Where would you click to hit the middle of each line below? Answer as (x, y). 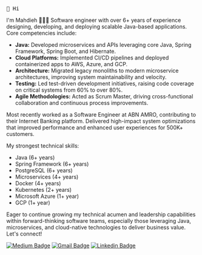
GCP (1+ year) (32, 202)
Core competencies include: (42, 33)
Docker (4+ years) (38, 183)
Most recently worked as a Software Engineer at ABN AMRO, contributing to (101, 114)
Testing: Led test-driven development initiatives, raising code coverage (104, 83)
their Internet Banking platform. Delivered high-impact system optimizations (101, 121)
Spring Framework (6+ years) (52, 164)
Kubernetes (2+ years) (43, 190)
